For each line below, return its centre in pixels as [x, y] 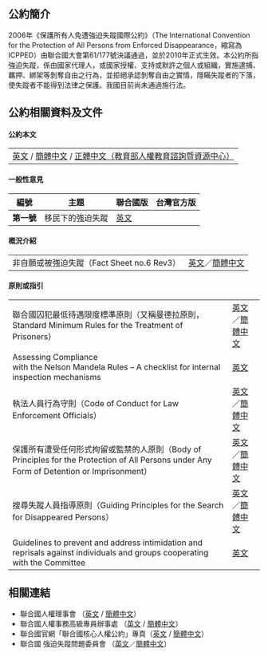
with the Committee [49, 563]
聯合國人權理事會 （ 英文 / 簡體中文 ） [80, 614]
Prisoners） [34, 337]
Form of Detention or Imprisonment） [82, 472]
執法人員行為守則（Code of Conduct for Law [96, 404]
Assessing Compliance [55, 358]
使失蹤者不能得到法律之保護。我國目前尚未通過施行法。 [99, 85]
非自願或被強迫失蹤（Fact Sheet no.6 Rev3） [97, 263]
